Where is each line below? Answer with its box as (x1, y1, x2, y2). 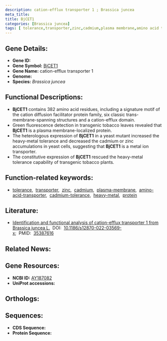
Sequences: (5, 312, 43, 320)
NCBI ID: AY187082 (12, 275, 52, 281)
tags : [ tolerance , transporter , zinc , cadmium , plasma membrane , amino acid (5, 26, 159, 31)
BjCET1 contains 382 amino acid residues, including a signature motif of (12, 106, 160, 112)
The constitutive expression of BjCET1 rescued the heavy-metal (12, 154, 143, 160)
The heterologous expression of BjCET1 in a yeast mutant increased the (12, 132, 160, 138)
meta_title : (5, 12, 30, 17)
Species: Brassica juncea (12, 78, 66, 85)
